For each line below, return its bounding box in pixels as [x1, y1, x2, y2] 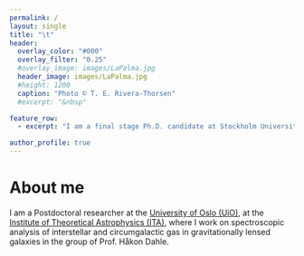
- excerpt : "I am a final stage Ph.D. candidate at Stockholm [17, 122, 257, 131]
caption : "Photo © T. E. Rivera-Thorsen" [17, 89, 176, 98]
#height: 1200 [17, 81, 71, 90]
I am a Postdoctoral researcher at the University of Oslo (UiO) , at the [9, 207, 264, 218]
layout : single [9, 22, 67, 31]
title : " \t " [9, 30, 54, 39]
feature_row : [9, 114, 59, 123]
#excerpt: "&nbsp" [17, 97, 88, 107]
